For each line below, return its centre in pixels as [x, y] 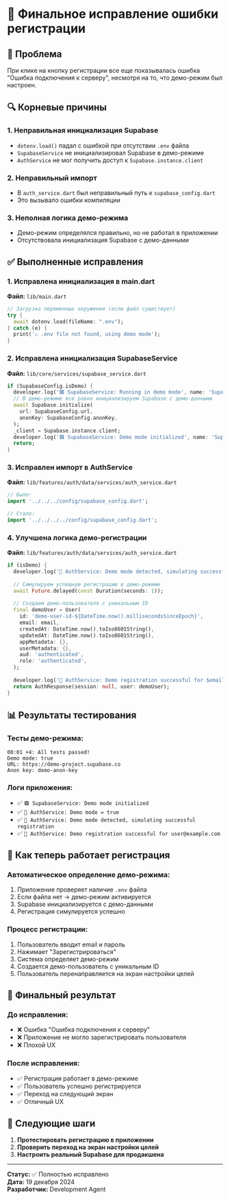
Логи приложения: [40, 788]
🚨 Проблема [35, 54]
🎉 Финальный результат [62, 995]
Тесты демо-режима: [45, 738]
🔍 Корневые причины [57, 107]
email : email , [39, 623]
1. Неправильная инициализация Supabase [83, 131]
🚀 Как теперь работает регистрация [89, 855]
